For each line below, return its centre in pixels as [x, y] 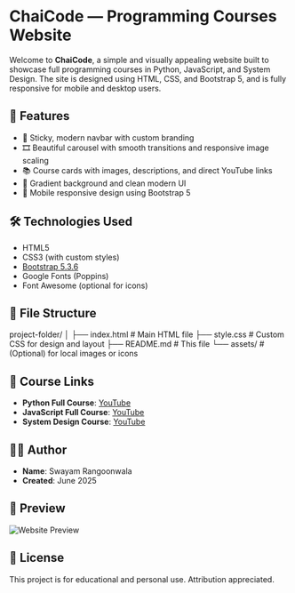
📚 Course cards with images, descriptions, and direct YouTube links [147, 170]
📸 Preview [37, 509]
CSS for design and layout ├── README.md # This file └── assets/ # [137, 344]
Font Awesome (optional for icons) [85, 285]
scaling [35, 160]
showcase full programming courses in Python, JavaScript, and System [140, 69]
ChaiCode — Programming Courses [143, 16]
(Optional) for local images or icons [74, 354]
